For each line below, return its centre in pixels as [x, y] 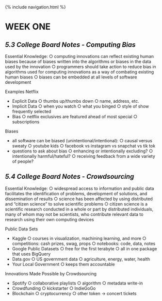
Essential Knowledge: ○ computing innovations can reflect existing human [80, 56]
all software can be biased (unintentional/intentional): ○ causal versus [82, 141]
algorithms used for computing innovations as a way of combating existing [80, 72]
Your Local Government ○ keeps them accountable [64, 264]
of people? [23, 161]
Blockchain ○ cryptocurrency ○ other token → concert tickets [74, 293]
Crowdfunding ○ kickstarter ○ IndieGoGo [54, 288]
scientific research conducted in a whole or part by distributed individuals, [79, 209]
